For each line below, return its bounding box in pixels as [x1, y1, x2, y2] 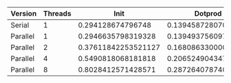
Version [10, 9, 37, 18]
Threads [43, 9, 71, 18]
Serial [10, 21, 30, 29]
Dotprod [194, 9, 222, 18]
